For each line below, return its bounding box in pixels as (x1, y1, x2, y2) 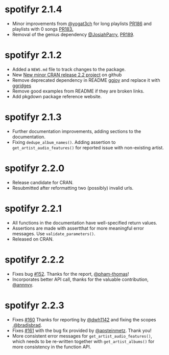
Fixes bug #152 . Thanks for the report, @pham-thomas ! (12, 271, 129, 277)
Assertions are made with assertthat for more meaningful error (12, 225, 144, 231)
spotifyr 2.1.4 (5, 4, 62, 15)
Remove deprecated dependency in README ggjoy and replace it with (12, 77, 160, 83)
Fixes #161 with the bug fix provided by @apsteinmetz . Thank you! (12, 327, 152, 334)
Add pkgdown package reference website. (12, 93, 102, 99)
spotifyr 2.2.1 (5, 203, 62, 214)
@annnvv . (12, 281, 34, 287)
